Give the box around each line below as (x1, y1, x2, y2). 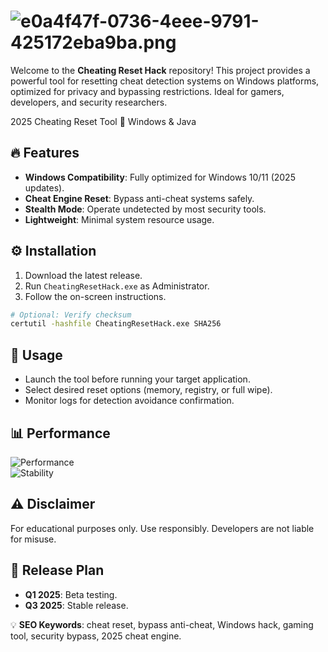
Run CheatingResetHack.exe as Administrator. (24, 280, 210, 292)
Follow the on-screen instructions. (24, 290, 167, 302)
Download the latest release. (24, 269, 143, 281)
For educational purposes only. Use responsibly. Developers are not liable (10, 522, 315, 534)
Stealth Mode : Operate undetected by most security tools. (24, 203, 267, 215)
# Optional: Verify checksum (10, 310, 132, 320)
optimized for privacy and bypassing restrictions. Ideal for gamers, (10, 85, 285, 97)
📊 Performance (10, 425, 111, 442)
